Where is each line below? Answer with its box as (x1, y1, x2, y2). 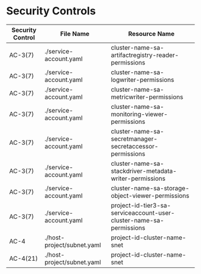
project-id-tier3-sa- (110, 201, 172, 209)
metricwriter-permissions (110, 93, 184, 101)
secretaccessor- (110, 142, 159, 150)
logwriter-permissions (110, 75, 175, 84)
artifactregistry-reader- (110, 51, 179, 59)
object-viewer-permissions (110, 191, 190, 200)
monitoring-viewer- (110, 109, 168, 118)
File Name (60, 29, 90, 38)
